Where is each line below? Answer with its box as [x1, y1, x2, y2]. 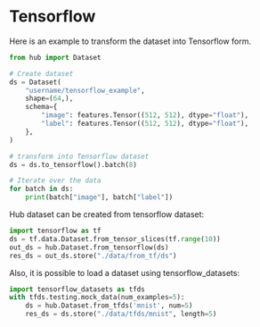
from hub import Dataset [9, 53, 102, 62]
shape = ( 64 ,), [25, 94, 74, 104]
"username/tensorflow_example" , [25, 86, 145, 95]
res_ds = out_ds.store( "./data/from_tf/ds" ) [9, 251, 177, 260]
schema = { [25, 103, 58, 112]
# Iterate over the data [9, 176, 102, 185]
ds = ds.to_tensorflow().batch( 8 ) [9, 160, 138, 169]
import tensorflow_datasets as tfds [9, 284, 145, 294]
